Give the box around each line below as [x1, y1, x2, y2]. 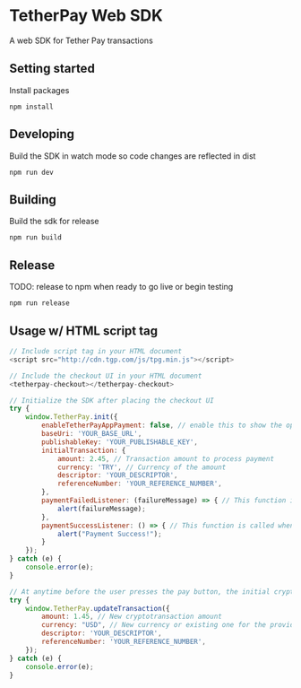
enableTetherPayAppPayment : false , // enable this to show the [41, 421, 282, 431]
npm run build [9, 233, 63, 242]
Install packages [9, 84, 70, 95]
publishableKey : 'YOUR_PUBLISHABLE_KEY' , [41, 437, 199, 447]
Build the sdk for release [9, 216, 99, 227]
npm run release [9, 299, 70, 308]
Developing [9, 126, 74, 142]
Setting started [9, 61, 96, 76]
